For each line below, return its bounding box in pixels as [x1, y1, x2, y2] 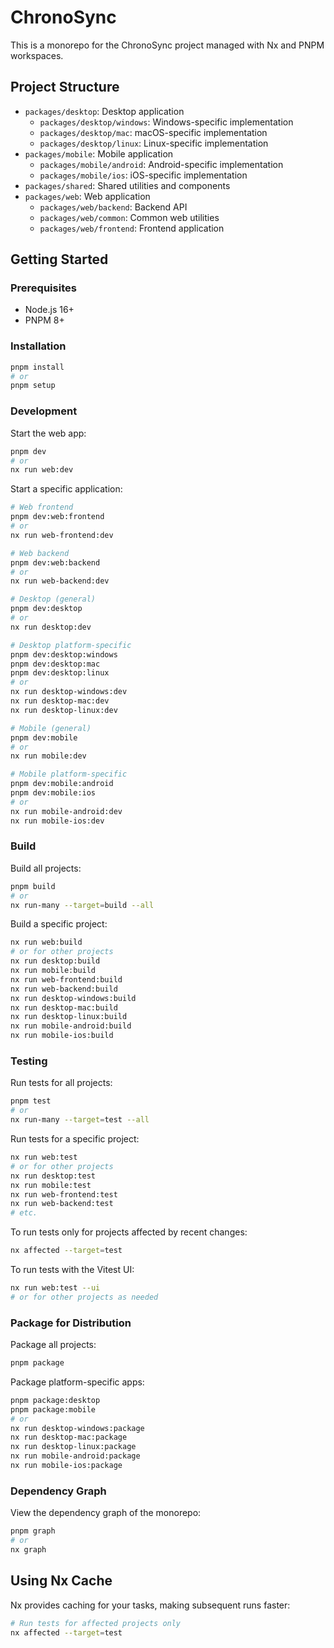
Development [10, 404, 78, 418]
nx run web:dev [10, 465, 74, 475]
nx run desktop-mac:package [10, 1432, 128, 1443]
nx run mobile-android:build [10, 1021, 132, 1031]
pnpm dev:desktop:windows [10, 649, 118, 660]
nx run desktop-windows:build [10, 993, 137, 1003]
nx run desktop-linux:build [10, 1012, 128, 1022]
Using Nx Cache [10, 1572, 113, 1590]
